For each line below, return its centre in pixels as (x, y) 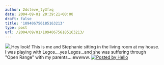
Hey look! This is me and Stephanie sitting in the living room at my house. (85, 47)
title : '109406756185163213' (35, 23)
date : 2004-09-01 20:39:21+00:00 (39, 14)
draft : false (18, 19)
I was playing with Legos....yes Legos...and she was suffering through (76, 52)
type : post (16, 28)
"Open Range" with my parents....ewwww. (48, 57)
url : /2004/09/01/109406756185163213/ (45, 32)
